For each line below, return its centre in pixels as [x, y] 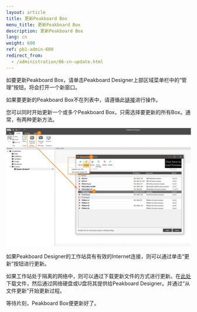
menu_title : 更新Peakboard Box [43, 25]
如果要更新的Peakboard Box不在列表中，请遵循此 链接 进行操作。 [84, 100]
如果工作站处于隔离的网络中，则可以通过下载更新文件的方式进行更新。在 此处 [98, 276]
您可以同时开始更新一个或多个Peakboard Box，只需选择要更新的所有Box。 [96, 112]
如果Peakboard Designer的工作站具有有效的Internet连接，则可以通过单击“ [95, 256]
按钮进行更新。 [32, 263]
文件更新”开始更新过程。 [36, 290]
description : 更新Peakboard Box [45, 31]
